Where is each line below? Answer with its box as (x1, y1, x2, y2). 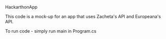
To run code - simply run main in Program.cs (5, 28, 97, 34)
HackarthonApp (5, 4, 38, 10)
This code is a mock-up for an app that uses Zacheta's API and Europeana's (5, 14, 161, 19)
